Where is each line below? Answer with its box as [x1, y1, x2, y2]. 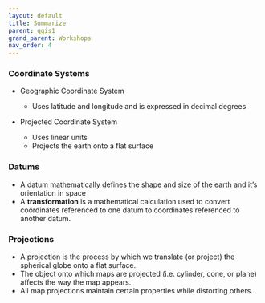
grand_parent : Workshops [8, 34, 92, 42]
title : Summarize [8, 19, 67, 27]
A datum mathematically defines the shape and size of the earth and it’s [19, 180, 258, 189]
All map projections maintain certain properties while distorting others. [19, 286, 253, 296]
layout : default [8, 11, 63, 20]
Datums [8, 161, 40, 172]
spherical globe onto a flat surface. [19, 261, 137, 270]
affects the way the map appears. [19, 277, 132, 287]
